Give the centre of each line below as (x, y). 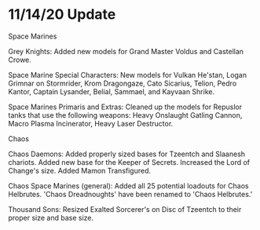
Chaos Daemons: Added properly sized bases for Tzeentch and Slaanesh (127, 154)
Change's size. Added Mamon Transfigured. (80, 170)
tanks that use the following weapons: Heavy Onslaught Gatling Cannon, (125, 115)
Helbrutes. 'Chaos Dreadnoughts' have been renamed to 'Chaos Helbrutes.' (130, 194)
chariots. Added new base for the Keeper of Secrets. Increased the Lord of (129, 162)
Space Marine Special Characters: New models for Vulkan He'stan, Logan (128, 75)
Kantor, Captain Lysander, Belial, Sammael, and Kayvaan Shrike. (111, 91)
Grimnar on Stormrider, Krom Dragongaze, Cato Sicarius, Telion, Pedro (123, 83)
